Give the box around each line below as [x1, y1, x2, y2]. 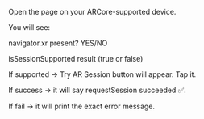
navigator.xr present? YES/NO [8, 38, 108, 48]
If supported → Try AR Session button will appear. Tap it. [8, 70, 197, 79]
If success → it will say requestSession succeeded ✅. [8, 85, 187, 95]
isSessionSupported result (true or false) [8, 54, 144, 63]
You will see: [8, 23, 51, 32]
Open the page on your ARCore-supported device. [8, 7, 177, 16]
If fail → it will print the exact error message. [8, 101, 156, 111]
